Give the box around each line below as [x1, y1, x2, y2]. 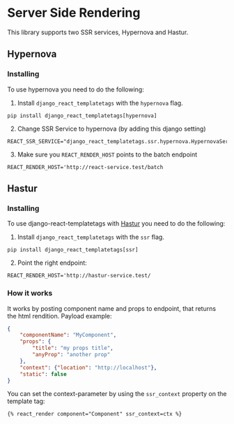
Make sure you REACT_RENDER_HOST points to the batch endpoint [17, 150, 198, 159]
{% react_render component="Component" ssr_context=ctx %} [7, 411, 182, 418]
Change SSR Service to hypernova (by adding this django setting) [17, 124, 207, 133]
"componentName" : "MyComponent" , [19, 332, 117, 339]
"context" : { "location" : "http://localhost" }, [19, 364, 157, 371]
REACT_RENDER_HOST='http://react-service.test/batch [7, 163, 164, 170]
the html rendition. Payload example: [7, 312, 113, 320]
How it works [7, 288, 53, 298]
